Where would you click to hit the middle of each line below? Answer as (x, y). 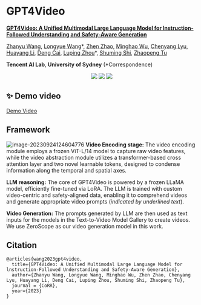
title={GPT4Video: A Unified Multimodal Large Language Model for (97, 265)
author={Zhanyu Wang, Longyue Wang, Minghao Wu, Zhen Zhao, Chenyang (101, 275)
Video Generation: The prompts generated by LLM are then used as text (97, 213)
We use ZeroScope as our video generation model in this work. (85, 226)
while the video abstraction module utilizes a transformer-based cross (94, 157)
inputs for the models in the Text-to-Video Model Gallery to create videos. (98, 219)
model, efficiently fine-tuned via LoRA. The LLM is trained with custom (94, 188)
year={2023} (27, 291)
